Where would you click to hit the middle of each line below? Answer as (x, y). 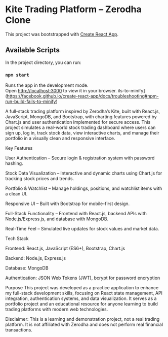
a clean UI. (16, 194)
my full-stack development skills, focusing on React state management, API (84, 293)
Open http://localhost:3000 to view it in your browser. (61, 91)
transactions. (19, 330)
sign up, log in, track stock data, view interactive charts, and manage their (82, 133)
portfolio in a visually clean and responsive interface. (60, 139)
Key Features (19, 148)
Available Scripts (32, 50)
